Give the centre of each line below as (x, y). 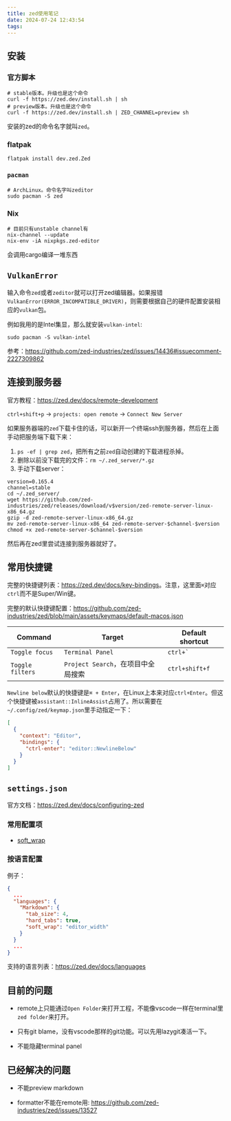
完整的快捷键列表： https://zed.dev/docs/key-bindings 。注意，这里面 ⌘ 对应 (112, 585)
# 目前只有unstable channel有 (48, 229)
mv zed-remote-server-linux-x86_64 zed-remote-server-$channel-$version (113, 524)
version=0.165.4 (30, 482)
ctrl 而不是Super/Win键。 (43, 594)
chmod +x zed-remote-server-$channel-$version (75, 530)
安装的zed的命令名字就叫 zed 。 (50, 126)
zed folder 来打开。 (45, 1017)
